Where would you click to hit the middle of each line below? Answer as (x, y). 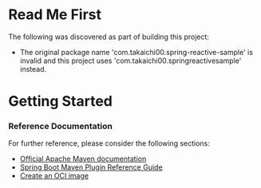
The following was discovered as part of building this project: (109, 37)
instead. (33, 69)
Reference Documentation (61, 127)
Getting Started (61, 102)
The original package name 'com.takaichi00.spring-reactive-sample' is (136, 52)
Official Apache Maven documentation (83, 159)
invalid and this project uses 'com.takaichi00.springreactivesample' (130, 61)
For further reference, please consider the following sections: (109, 143)
